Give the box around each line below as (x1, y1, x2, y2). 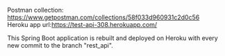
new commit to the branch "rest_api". (7, 41, 113, 49)
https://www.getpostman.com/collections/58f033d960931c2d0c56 (7, 13, 200, 21)
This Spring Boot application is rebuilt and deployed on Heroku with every (7, 34, 219, 42)
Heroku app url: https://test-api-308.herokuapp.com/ (7, 21, 158, 28)
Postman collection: (7, 6, 64, 14)
